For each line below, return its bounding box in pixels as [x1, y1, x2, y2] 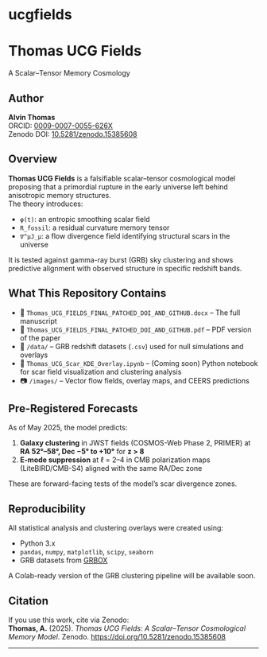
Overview [8, 153, 58, 166]
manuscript [19, 316, 57, 325]
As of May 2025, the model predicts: [8, 423, 128, 433]
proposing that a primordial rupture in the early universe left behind [8, 181, 228, 192]
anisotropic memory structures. [8, 190, 111, 200]
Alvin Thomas [8, 112, 56, 122]
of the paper [19, 332, 61, 343]
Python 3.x [19, 538, 56, 548]
